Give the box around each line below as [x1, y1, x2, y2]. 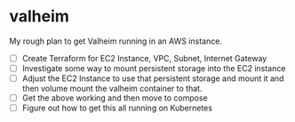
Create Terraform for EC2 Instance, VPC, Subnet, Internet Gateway [21, 53, 267, 63]
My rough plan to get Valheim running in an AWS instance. [9, 36, 222, 46]
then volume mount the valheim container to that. [21, 83, 203, 94]
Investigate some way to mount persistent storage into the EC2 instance [21, 63, 286, 73]
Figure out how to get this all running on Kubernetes [21, 102, 213, 113]
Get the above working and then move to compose [21, 93, 208, 103]
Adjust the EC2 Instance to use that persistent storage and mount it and [21, 73, 284, 84]
